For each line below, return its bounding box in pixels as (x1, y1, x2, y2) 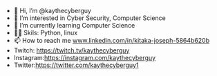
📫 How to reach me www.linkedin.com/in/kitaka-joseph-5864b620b (13, 37, 210, 44)
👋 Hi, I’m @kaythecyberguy (13, 7, 92, 15)
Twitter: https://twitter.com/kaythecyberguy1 (13, 61, 140, 69)
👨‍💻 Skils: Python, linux (13, 28, 78, 37)
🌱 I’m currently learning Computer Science (13, 21, 135, 29)
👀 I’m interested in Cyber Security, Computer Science (13, 14, 166, 22)
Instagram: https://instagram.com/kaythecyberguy (13, 54, 156, 61)
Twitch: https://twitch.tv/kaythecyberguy (13, 46, 130, 55)
